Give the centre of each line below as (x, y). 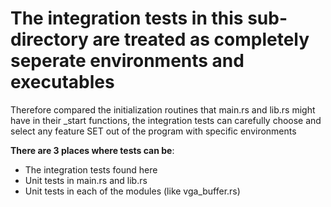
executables (62, 82)
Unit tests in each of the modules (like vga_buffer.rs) (132, 191)
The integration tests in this (127, 18)
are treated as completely (201, 39)
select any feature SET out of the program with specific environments (153, 131)
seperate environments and (127, 61)
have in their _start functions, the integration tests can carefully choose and (166, 120)
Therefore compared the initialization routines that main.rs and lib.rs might (163, 109)
